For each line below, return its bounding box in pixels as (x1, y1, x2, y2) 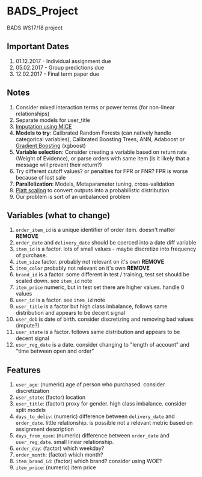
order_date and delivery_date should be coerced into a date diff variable (15, 239, 197, 246)
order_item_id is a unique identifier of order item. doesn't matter (15, 226, 176, 234)
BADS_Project (7, 4, 79, 18)
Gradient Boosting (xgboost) (15, 142, 86, 149)
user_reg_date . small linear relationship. (15, 439, 114, 446)
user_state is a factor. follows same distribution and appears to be (15, 329, 180, 336)
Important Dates (7, 41, 69, 52)
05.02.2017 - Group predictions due (15, 64, 105, 71)
